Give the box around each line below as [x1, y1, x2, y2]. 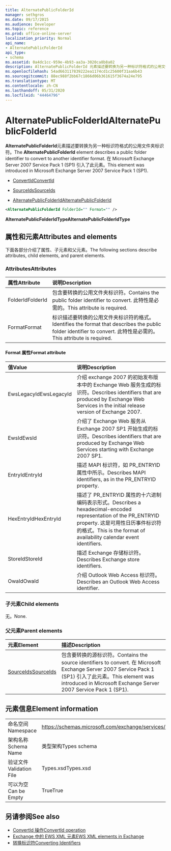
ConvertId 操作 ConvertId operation [12, 827, 86, 833]
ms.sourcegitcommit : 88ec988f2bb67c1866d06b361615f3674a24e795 [5, 74, 142, 79]
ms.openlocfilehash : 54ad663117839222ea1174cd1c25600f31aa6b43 [5, 69, 142, 74]
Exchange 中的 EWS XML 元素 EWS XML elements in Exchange [12, 833, 144, 839]
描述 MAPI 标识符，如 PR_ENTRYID [76, 461, 160, 468]
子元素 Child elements [5, 601, 60, 608]
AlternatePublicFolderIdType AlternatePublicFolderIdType [5, 216, 131, 222]
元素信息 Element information [5, 704, 98, 713]
